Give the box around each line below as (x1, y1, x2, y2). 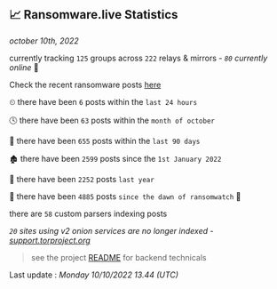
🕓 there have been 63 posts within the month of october (9, 115, 216, 125)
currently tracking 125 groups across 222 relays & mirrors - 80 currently (9, 52, 268, 63)
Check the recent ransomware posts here (9, 79, 162, 90)
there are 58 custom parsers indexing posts (9, 208, 168, 219)
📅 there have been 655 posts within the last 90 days (9, 135, 201, 146)
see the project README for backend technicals (30, 252, 207, 262)
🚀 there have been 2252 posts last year (9, 173, 155, 184)
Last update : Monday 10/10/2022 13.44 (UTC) (9, 269, 179, 280)
